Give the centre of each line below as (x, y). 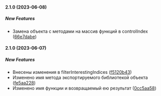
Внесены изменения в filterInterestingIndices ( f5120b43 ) (72, 72)
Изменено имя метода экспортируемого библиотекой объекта (80, 77)
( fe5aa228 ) (24, 83)
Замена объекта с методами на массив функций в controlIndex (80, 31)
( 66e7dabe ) (24, 36)
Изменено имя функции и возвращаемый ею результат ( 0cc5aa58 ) (84, 88)
